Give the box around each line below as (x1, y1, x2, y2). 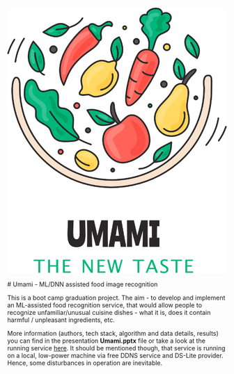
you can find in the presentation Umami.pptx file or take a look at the (7, 336, 205, 345)
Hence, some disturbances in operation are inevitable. (7, 359, 163, 367)
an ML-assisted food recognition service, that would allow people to (7, 300, 203, 309)
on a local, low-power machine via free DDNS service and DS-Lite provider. (7, 351, 224, 359)
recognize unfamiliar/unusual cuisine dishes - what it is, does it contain (7, 308, 211, 316)
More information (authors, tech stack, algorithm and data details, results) (7, 329, 219, 337)
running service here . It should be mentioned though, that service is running (7, 343, 226, 352)
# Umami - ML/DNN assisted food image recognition (7, 279, 158, 288)
